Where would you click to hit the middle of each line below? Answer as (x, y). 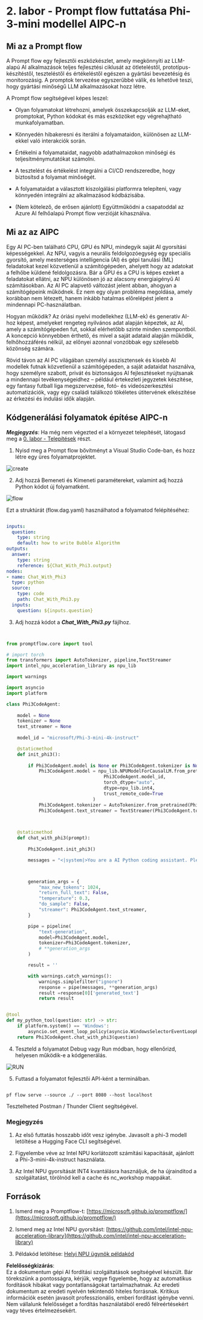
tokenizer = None (39, 721)
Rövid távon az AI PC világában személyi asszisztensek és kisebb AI (91, 360)
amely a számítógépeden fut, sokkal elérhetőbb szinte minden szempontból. (101, 329)
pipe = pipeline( (50, 926)
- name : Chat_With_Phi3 (36, 577)
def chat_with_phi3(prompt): (54, 838)
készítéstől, (21, 73)
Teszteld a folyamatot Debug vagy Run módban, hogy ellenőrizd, (96, 1049)
